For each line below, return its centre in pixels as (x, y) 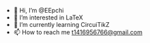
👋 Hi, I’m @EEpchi (39, 10)
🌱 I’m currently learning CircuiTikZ (62, 25)
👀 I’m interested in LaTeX (48, 17)
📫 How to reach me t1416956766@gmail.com (78, 32)
